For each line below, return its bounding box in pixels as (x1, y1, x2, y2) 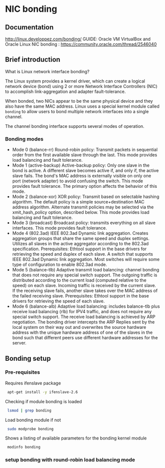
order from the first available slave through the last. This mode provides (12, 152, 157, 158)
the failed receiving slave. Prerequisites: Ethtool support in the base (12, 293, 149, 299)
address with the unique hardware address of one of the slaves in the (12, 329, 153, 335)
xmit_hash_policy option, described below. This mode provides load (12, 209, 150, 215)
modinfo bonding (7, 445, 41, 450)
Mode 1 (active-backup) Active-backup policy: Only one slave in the (12, 162, 150, 168)
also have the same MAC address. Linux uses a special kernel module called (5, 103, 160, 109)
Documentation (5, 23, 54, 31)
